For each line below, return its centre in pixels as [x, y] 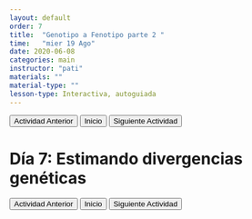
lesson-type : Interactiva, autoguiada [83, 94]
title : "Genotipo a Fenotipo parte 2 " [87, 35]
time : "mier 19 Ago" [52, 43]
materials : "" [36, 77]
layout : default [40, 18]
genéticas [48, 178]
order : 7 [26, 26]
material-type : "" [44, 85]
